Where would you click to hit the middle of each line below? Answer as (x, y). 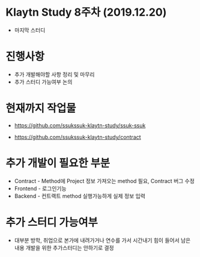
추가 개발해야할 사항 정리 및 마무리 (54, 74)
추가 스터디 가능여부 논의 (43, 82)
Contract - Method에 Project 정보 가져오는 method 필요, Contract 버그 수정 (104, 181)
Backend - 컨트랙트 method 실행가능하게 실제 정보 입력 (80, 196)
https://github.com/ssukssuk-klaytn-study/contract (78, 137)
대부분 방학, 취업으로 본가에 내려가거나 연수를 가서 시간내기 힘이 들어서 (97, 240)
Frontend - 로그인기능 (40, 188)
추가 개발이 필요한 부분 (58, 163)
